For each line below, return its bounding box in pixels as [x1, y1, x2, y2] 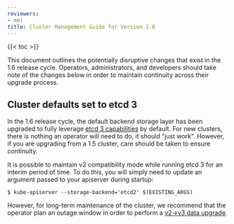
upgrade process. [7, 78, 59, 87]
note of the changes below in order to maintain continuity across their [7, 71, 209, 79]
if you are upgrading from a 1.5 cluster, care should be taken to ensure [7, 139, 211, 148]
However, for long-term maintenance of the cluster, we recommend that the [7, 201, 226, 210]
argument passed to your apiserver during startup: [7, 176, 154, 184]
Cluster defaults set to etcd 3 [7, 99, 138, 111]
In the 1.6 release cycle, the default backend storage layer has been [7, 117, 203, 126]
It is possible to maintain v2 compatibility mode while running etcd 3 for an [7, 160, 223, 169]
